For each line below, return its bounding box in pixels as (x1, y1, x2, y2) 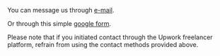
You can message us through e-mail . (7, 6, 115, 14)
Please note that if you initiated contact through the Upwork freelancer (7, 33, 214, 41)
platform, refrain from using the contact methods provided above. (7, 41, 199, 48)
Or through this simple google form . (7, 20, 112, 27)
